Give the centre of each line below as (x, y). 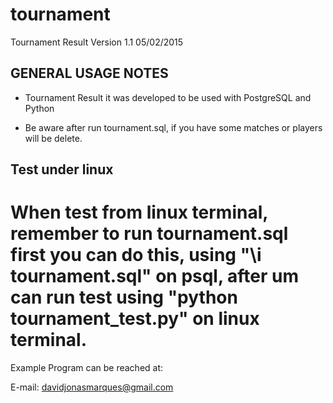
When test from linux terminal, (139, 212)
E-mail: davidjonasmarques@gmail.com (92, 387)
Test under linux (62, 169)
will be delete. (53, 138)
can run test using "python (124, 297)
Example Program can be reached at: (87, 368)
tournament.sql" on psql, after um (155, 276)
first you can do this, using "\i (136, 255)
